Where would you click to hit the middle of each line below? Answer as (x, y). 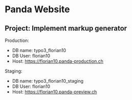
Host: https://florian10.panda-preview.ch (55, 92)
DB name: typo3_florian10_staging (48, 81)
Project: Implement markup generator (66, 28)
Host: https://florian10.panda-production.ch (58, 61)
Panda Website (37, 9)
